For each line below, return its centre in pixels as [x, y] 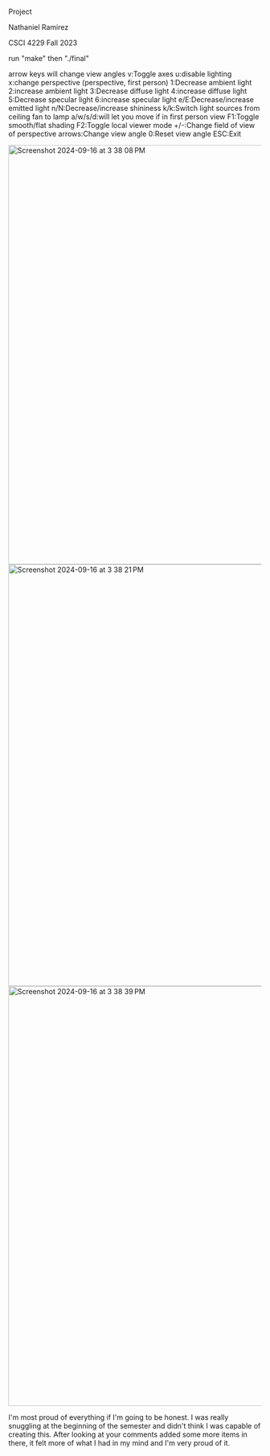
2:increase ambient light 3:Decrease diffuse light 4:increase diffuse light [128, 91]
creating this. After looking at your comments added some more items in [128, 1434]
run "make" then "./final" [49, 58]
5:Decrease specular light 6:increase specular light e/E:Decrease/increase [131, 99]
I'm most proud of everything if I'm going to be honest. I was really [119, 1417]
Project [20, 12]
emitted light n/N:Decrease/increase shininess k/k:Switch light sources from [134, 108]
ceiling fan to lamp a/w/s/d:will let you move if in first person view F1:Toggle [134, 117]
